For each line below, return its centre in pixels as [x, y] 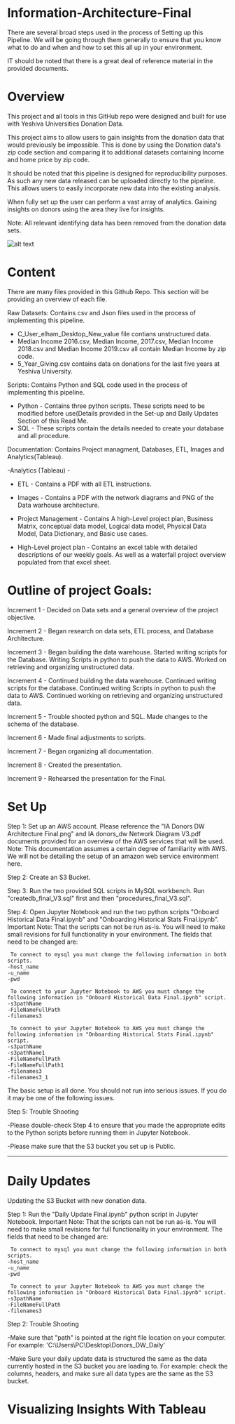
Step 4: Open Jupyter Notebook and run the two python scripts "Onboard [113, 911]
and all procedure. [44, 435]
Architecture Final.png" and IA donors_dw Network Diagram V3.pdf [104, 833]
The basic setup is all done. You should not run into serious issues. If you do [117, 1090]
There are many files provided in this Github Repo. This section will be [108, 291]
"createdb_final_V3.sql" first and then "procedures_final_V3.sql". [100, 898]
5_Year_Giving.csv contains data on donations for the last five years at [119, 364]
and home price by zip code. [49, 159]
